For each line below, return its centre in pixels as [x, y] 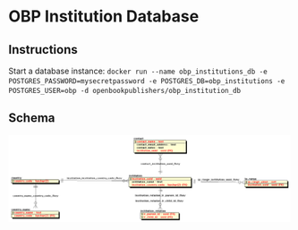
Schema [32, 118]
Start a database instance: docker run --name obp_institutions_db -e [138, 71]
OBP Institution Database [104, 17]
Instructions [43, 50]
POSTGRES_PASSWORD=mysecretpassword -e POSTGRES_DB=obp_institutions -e [147, 81]
